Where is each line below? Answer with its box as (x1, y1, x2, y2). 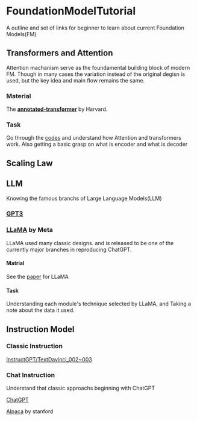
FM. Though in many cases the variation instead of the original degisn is (6, 70, 186, 78)
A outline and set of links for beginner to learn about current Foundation (6, 24, 185, 31)
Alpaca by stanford (6, 408, 54, 415)
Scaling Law (6, 158, 53, 168)
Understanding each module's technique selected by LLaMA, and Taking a (6, 300, 192, 308)
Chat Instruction (6, 370, 55, 379)
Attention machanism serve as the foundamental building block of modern (6, 64, 190, 71)
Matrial (6, 260, 25, 267)
